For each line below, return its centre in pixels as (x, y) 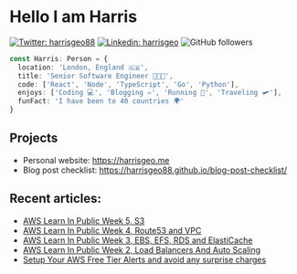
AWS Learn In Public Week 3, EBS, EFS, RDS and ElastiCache (138, 240)
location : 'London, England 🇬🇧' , (83, 67)
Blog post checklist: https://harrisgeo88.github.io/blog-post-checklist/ (155, 170)
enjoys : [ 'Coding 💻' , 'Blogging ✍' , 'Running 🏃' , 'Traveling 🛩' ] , (150, 93)
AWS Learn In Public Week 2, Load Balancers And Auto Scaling (142, 249)
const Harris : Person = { (58, 58)
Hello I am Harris (74, 17)
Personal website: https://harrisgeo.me (96, 160)
